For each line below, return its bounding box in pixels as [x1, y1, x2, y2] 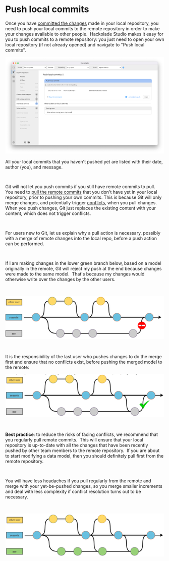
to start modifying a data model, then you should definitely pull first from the [5, 453, 164, 459]
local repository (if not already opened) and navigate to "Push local [5, 41, 145, 47]
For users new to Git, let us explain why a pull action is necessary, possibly [5, 230, 160, 236]
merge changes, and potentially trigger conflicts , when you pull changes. [5, 200, 157, 206]
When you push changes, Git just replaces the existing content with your [5, 205, 156, 211]
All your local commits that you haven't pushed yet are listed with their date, [5, 159, 163, 165]
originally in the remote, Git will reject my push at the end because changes [5, 266, 162, 272]
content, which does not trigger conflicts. [5, 210, 91, 216]
